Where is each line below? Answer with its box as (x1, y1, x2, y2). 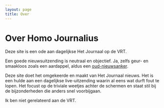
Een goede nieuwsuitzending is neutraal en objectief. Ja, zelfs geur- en (5, 58, 148, 64)
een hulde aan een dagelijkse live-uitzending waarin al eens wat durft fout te (5, 78, 160, 84)
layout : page (5, 7, 32, 12)
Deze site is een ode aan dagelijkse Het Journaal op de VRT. (5, 49, 127, 54)
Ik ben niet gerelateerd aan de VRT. (5, 98, 77, 104)
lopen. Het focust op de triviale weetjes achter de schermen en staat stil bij (5, 83, 157, 89)
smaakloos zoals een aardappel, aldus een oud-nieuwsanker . (5, 63, 129, 69)
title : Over (5, 12, 29, 17)
